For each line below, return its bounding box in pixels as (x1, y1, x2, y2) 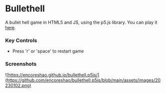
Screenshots (5, 60, 37, 67)
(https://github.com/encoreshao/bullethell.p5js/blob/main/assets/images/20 (5, 77, 161, 83)
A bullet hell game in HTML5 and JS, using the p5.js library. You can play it (5, 19, 158, 25)
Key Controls (5, 37, 37, 44)
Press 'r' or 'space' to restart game (12, 48, 84, 54)
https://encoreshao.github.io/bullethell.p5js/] (8, 72, 99, 78)
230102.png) (5, 82, 31, 88)
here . (5, 24, 16, 30)
